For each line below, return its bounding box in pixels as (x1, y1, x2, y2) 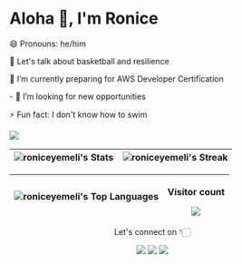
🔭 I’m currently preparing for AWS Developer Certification (9, 73, 224, 84)
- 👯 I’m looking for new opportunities (9, 91, 147, 102)
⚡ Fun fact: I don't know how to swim (9, 109, 148, 120)
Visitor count (167, 185, 225, 198)
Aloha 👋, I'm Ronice (9, 8, 159, 29)
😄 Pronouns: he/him (9, 38, 86, 49)
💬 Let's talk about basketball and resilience (9, 55, 169, 66)
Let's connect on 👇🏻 (113, 226, 191, 237)
